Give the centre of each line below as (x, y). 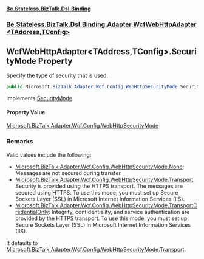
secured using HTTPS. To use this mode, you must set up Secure (97, 192)
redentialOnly (32, 212)
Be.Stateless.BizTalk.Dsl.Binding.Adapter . (70, 24)
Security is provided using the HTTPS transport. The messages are (99, 186)
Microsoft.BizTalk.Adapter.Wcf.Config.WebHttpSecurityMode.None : (100, 167)
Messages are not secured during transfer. (69, 173)
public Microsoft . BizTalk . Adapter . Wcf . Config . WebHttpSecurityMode (92, 87)
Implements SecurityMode (39, 98)
